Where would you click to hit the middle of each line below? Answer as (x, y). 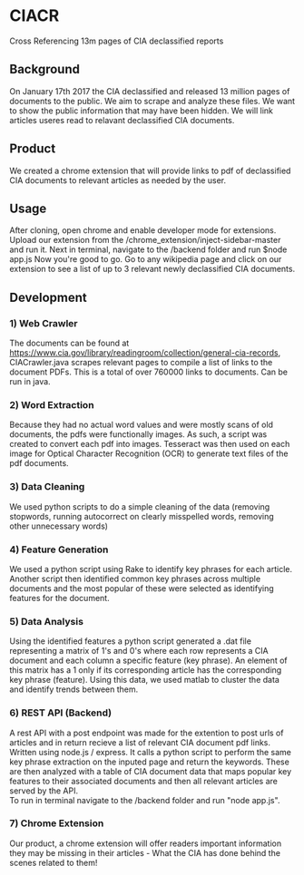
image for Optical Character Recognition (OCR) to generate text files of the (149, 453)
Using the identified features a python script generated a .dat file (131, 641)
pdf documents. (39, 463)
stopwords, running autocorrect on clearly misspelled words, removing (142, 516)
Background (44, 69)
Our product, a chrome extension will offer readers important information (146, 843)
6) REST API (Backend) (60, 713)
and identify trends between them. (74, 689)
